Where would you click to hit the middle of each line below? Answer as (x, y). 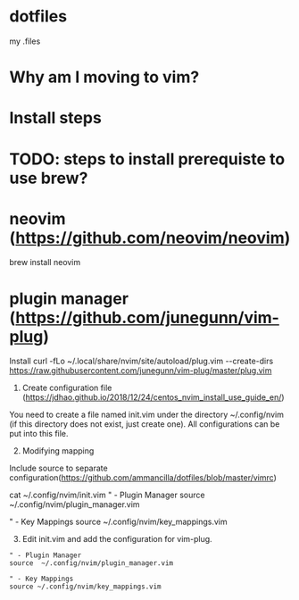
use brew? (49, 178)
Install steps (56, 118)
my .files (25, 41)
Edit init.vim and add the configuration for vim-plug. (117, 539)
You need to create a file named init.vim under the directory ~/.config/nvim (146, 415)
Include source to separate (59, 468)
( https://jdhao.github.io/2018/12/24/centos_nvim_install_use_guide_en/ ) (153, 397)
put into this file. (39, 434)
